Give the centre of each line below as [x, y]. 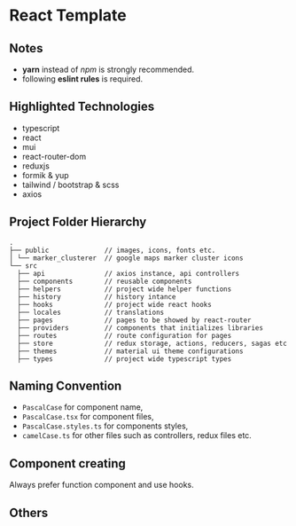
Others [29, 512]
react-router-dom [54, 156]
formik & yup [45, 175]
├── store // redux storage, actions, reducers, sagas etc [152, 343]
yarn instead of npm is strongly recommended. [108, 69]
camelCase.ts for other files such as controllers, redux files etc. [137, 436]
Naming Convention [66, 386]
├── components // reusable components [105, 281]
